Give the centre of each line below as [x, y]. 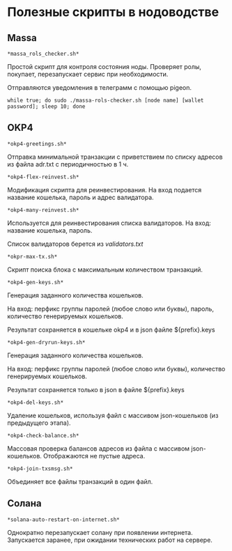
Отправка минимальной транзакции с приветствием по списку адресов [115, 157]
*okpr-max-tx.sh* [32, 256]
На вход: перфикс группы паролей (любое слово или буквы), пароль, [111, 309]
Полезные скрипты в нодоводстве [113, 12]
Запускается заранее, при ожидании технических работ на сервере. [110, 540]
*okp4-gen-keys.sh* [36, 282]
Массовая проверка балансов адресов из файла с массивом [99, 448]
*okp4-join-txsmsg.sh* [40, 468]
